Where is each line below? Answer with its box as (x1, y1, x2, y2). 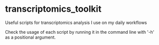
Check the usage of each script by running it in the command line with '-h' (5, 29, 155, 35)
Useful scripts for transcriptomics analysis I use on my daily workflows (5, 20, 147, 25)
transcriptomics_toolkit (5, 3, 101, 15)
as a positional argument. (5, 34, 56, 40)
